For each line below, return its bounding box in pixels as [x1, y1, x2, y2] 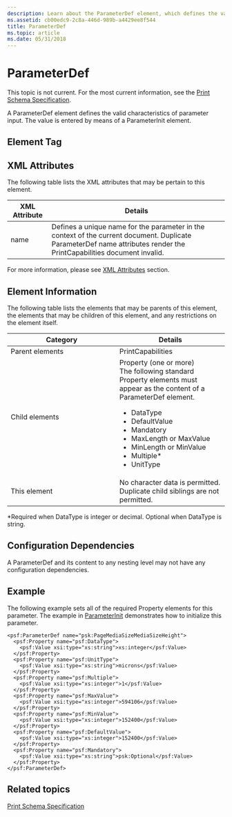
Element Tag [7, 136, 62, 148]
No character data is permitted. [119, 478, 221, 487]
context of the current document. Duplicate [51, 230, 192, 240]
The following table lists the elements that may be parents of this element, [7, 304, 217, 313]
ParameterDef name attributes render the [51, 239, 186, 249]
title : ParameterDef [7, 23, 67, 30]
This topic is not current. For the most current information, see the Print [7, 88, 211, 97]
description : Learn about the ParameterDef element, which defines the [7, 10, 217, 17]
